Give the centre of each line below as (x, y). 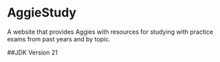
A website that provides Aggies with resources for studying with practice (110, 32)
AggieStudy (42, 13)
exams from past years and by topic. (59, 39)
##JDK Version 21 (33, 52)
